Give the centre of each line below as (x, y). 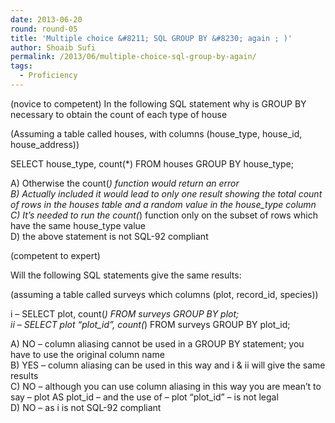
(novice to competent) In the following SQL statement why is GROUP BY (158, 103)
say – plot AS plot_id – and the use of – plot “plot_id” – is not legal (144, 397)
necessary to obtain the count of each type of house (119, 114)
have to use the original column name (87, 354)
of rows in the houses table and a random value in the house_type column (163, 204)
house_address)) (45, 144)
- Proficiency (48, 76)
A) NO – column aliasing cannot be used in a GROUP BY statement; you (157, 343)
